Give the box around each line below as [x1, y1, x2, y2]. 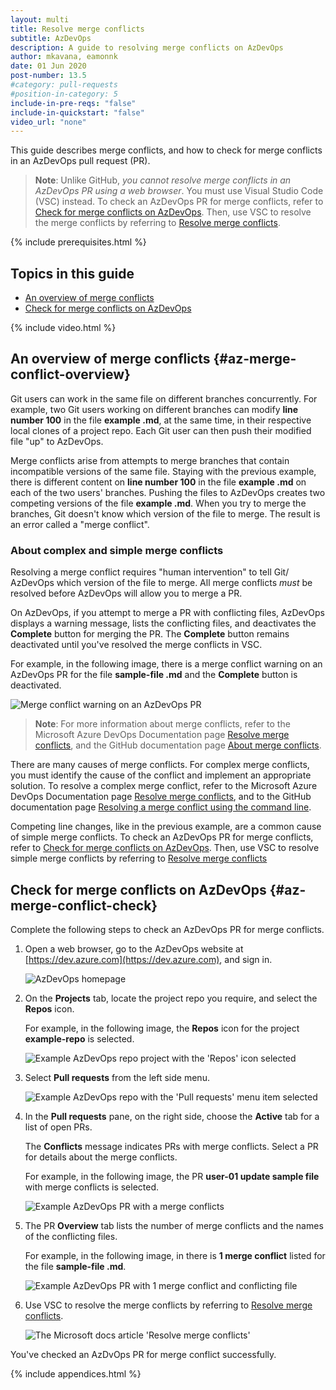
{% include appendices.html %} [10, 1367, 142, 1380]
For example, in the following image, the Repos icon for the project [24, 1022, 300, 1034]
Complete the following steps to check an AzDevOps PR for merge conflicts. [10, 923, 325, 935]
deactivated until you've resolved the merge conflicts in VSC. [10, 639, 263, 651]
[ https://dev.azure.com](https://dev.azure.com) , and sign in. [24, 953, 273, 965]
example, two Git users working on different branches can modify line [10, 403, 299, 415]
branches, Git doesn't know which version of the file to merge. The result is [10, 507, 321, 520]
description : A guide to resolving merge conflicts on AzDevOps [10, 42, 284, 53]
